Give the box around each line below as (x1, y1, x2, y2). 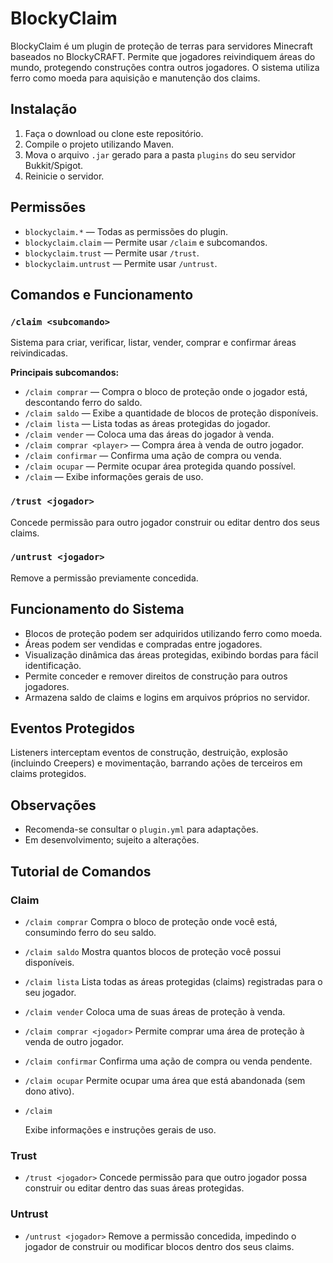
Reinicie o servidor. (24, 170, 105, 182)
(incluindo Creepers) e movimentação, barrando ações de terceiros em (10, 757, 303, 769)
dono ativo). (24, 1085, 75, 1097)
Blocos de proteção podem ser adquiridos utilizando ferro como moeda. (24, 627, 323, 639)
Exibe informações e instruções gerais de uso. (24, 1123, 217, 1136)
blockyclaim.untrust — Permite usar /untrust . (24, 257, 218, 269)
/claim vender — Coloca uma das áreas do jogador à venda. (24, 428, 275, 441)
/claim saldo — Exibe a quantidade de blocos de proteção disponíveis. (24, 407, 319, 419)
